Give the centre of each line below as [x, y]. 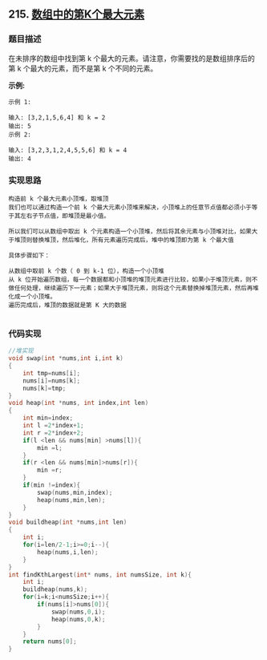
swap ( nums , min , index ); [75, 492]
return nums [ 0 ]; [50, 642]
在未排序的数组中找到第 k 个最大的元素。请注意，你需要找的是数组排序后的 [131, 58]
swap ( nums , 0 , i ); [78, 612]
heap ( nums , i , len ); [68, 552]
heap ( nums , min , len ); [71, 500]
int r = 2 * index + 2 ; [53, 433]
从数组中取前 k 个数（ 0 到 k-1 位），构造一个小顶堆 [86, 271]
